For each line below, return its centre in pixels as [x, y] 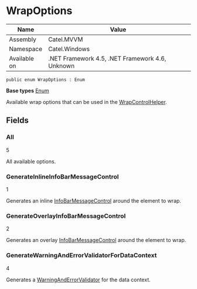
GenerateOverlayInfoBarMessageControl [66, 216]
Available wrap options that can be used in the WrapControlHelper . [86, 102]
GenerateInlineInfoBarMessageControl [62, 176]
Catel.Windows [69, 49]
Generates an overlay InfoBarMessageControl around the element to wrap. [96, 240]
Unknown [61, 66]
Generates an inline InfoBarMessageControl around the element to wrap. [94, 200]
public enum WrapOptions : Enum [45, 80]
